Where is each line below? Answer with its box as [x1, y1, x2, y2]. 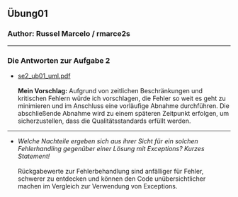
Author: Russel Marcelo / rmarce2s [7, 29, 131, 39]
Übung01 [7, 8, 48, 20]
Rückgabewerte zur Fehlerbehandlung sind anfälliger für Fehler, [17, 167, 204, 175]
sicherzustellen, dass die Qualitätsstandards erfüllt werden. [17, 117, 191, 125]
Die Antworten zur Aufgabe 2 [7, 55, 110, 65]
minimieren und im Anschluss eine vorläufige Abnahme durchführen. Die [17, 101, 230, 110]
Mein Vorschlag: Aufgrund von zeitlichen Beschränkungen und [17, 86, 203, 95]
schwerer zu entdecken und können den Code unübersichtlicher [17, 174, 206, 183]
